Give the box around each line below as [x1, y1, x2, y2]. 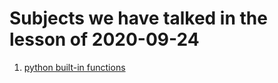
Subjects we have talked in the [9, 7, 268, 30]
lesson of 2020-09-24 [9, 28, 200, 51]
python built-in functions [23, 61, 126, 73]
